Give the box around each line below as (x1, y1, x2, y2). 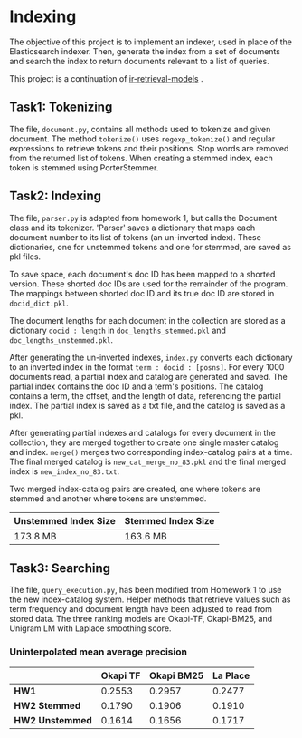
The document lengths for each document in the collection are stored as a (9, 315, 287, 325)
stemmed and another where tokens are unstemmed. (9, 492, 207, 504)
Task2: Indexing (9, 189, 102, 204)
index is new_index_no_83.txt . (9, 465, 120, 477)
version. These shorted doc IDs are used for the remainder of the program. (9, 278, 288, 289)
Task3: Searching (9, 560, 111, 576)
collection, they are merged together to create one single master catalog (9, 437, 279, 448)
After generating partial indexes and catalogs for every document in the (9, 427, 276, 438)
